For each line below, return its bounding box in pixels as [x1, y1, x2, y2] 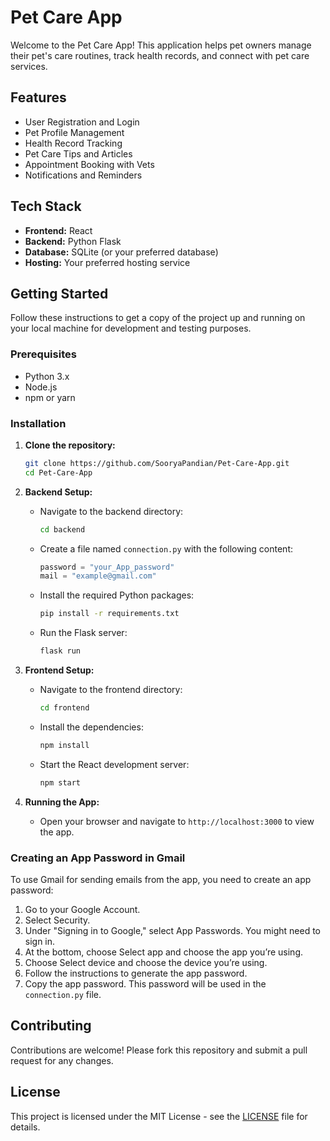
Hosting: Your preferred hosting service [24, 256, 191, 268]
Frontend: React [24, 224, 93, 236]
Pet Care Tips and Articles [24, 147, 133, 160]
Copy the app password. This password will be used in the [24, 978, 267, 990]
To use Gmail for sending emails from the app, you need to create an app [10, 874, 312, 886]
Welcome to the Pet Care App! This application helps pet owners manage [10, 39, 312, 51]
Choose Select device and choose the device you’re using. [24, 957, 268, 969]
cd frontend [39, 703, 90, 713]
